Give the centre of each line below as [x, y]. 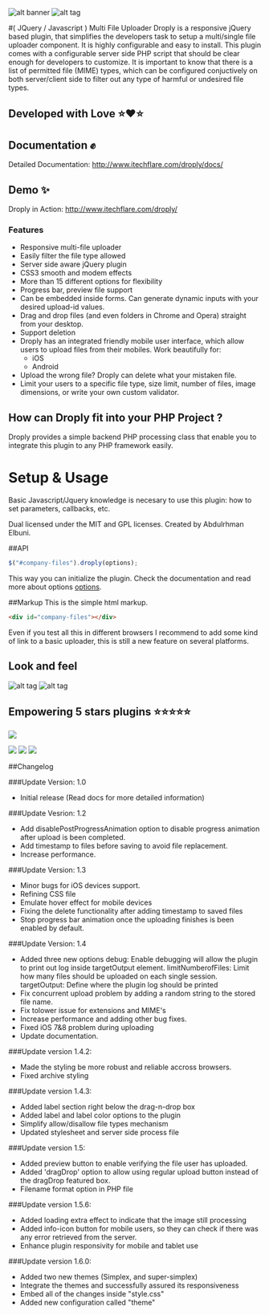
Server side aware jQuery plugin [73, 264]
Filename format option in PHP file [77, 1189]
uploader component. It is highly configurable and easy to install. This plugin [135, 45]
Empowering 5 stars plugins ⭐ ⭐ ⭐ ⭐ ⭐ [100, 712]
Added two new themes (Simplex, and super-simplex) [109, 1277]
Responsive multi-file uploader [71, 247]
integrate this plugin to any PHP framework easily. [91, 446]
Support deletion [48, 332]
